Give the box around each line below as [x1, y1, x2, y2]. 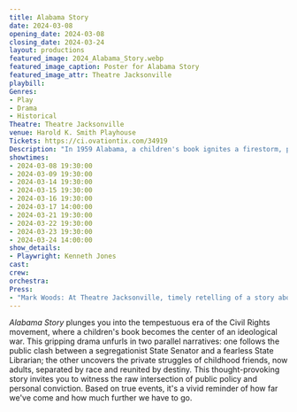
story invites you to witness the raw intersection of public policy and [9, 374, 258, 385]
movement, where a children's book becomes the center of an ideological [9, 327, 278, 338]
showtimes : [9, 152, 49, 162]
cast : [9, 260, 29, 269]
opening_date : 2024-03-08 [9, 29, 104, 38]
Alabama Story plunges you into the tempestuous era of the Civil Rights [9, 317, 270, 328]
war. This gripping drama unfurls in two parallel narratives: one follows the [9, 336, 280, 346]
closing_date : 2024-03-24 [9, 37, 104, 47]
